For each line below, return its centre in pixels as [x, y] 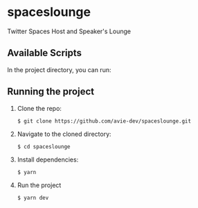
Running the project [51, 92]
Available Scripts [44, 53]
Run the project [39, 185]
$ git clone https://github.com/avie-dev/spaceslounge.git [104, 121]
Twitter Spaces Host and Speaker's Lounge [69, 31]
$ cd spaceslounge [44, 146]
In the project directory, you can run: [59, 69]
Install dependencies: [48, 159]
